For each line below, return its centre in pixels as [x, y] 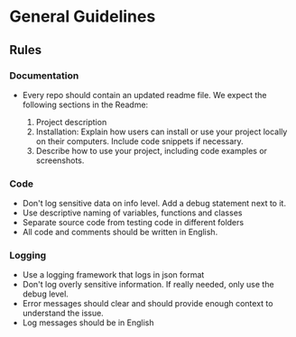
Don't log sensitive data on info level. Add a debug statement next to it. [154, 204]
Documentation [44, 76]
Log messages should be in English [88, 323]
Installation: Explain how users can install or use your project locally [162, 132]
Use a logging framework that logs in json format [113, 275]
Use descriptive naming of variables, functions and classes [132, 213]
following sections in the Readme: [85, 105]
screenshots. [60, 160]
